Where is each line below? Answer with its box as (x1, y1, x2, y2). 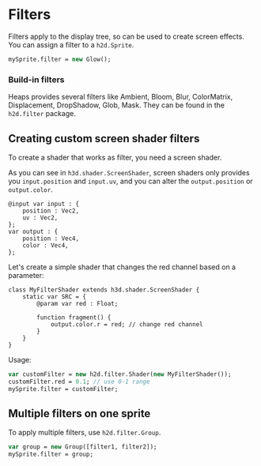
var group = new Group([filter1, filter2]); (8, 443, 157, 451)
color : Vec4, (22, 241, 69, 250)
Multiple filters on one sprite (8, 407, 151, 420)
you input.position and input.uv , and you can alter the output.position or (8, 176, 253, 186)
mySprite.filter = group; (8, 450, 93, 459)
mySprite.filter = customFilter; (8, 385, 119, 393)
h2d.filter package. (8, 109, 77, 118)
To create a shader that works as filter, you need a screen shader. (8, 152, 222, 162)
